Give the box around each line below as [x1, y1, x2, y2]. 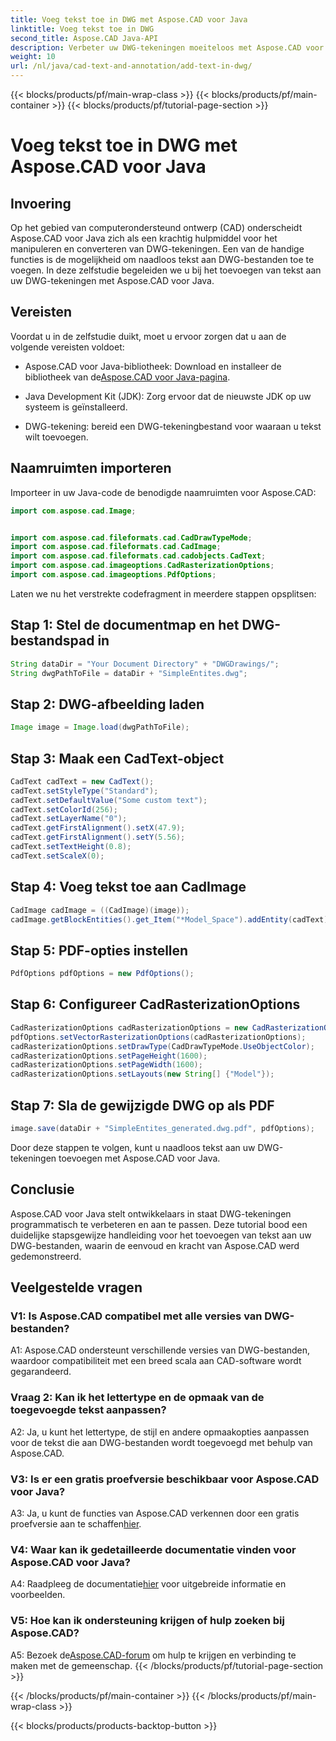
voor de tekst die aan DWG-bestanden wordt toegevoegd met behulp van [10, 1436, 313, 1448]
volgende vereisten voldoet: [10, 341, 125, 353]
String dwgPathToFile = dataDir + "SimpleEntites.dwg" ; [10, 668, 248, 678]
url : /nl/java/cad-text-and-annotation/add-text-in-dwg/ [10, 61, 253, 71]
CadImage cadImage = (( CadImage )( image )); [10, 905, 190, 915]
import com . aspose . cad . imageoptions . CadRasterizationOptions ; [10, 561, 275, 571]
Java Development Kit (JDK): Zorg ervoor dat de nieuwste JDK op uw [24, 390, 312, 402]
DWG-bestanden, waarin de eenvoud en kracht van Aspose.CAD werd [10, 1239, 300, 1251]
